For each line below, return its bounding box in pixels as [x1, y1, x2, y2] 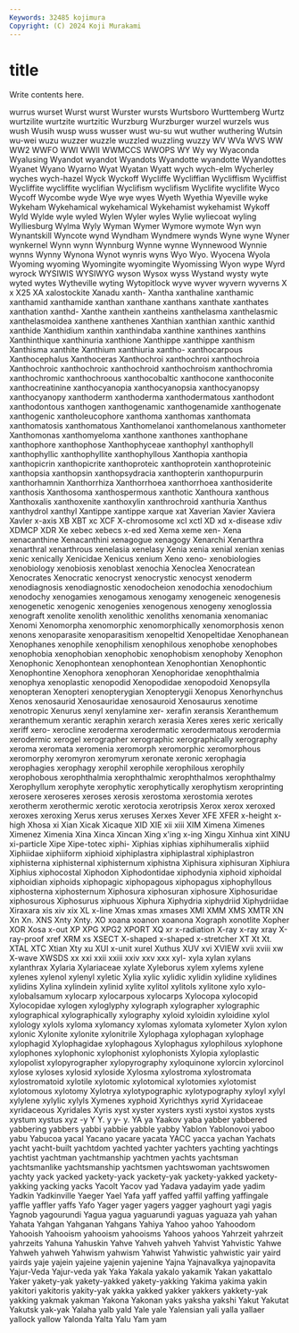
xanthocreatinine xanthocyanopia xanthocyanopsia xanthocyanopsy [9, 382, 261, 394]
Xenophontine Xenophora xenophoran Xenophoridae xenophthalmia [9, 667, 261, 678]
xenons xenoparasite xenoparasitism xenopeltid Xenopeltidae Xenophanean [9, 630, 289, 641]
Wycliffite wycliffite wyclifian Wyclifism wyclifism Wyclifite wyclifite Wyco [9, 183, 280, 193]
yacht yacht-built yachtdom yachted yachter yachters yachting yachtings [9, 1142, 278, 1154]
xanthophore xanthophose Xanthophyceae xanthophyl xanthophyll [9, 439, 254, 450]
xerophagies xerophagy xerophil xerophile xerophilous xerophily [9, 762, 245, 774]
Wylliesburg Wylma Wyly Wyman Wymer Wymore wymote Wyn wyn [9, 221, 262, 232]
